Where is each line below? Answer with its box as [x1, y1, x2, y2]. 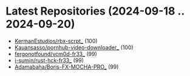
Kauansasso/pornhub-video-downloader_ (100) [14, 44, 134, 51]
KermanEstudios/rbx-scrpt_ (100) [14, 37, 98, 44]
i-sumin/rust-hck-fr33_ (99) [14, 57, 84, 64]
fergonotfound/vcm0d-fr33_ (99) [14, 50, 98, 57]
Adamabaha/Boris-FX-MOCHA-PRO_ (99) [14, 63, 119, 71]
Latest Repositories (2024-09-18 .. [5, 4, 185, 18]
